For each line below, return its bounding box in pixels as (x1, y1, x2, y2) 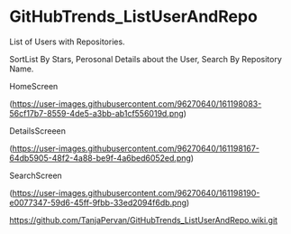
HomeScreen (9, 80, 59, 91)
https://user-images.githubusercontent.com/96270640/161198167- (12, 143, 259, 154)
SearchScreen (9, 170, 63, 181)
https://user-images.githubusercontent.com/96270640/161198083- (12, 98, 262, 109)
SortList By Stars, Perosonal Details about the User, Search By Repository (9, 53, 282, 64)
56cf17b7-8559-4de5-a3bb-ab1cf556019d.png (9, 108, 185, 118)
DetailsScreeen (9, 125, 66, 136)
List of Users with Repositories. (9, 36, 125, 47)
